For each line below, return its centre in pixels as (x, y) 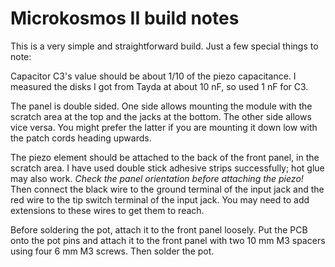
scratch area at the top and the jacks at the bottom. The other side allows (161, 116)
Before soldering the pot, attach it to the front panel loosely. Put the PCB (159, 229)
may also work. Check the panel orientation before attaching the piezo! (157, 178)
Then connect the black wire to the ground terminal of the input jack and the (167, 189)
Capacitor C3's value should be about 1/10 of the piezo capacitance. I (153, 76)
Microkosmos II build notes (125, 18)
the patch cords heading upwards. (81, 138)
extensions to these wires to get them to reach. (107, 210)
